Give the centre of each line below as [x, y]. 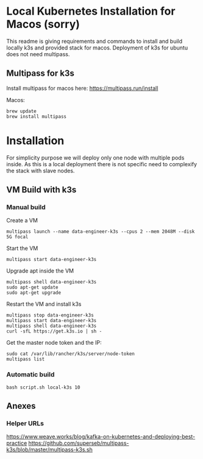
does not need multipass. [38, 54]
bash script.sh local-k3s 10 [43, 387]
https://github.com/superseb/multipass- [79, 443]
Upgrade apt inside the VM [40, 271]
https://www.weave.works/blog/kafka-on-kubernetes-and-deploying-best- [101, 437]
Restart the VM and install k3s [44, 304]
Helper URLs [25, 423]
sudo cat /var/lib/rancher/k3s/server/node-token [71, 354]
